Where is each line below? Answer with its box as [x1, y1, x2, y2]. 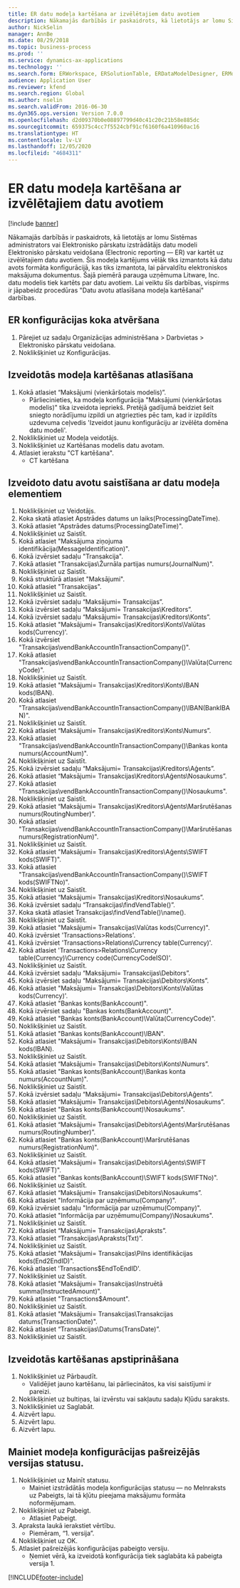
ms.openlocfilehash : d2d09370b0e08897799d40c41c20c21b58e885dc [8, 116, 200, 123]
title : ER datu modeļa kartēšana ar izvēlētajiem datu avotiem [8, 10, 200, 18]
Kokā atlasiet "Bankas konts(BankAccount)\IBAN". [18, 1030, 166, 1038]
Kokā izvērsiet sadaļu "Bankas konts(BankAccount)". [18, 1007, 173, 1015]
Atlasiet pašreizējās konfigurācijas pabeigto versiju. [18, 1545, 169, 1552]
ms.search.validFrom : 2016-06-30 [8, 103, 108, 111]
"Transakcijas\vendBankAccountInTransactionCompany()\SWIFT [18, 871, 209, 879]
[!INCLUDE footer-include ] [8, 1573, 84, 1582]
